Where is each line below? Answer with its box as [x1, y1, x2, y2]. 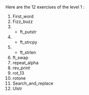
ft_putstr [19, 29, 37, 34]
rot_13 [12, 70, 25, 76]
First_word [12, 14, 34, 19]
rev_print [12, 65, 30, 71]
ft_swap [12, 55, 29, 60]
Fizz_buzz [12, 19, 33, 24]
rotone [12, 75, 26, 81]
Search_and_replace [12, 80, 54, 86]
